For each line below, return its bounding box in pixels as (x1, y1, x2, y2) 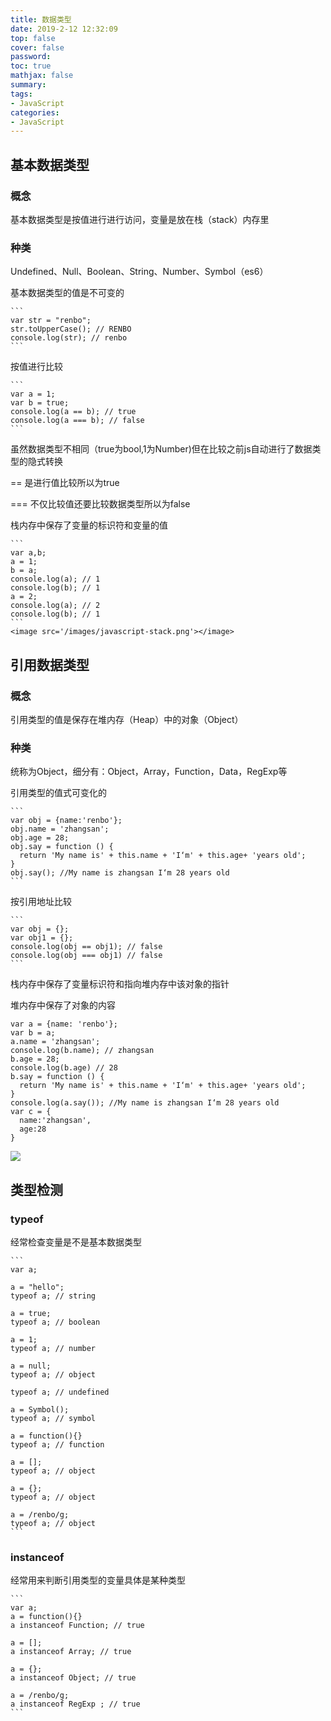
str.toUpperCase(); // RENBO (10, 324, 132, 335)
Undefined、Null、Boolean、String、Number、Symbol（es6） (10, 266, 269, 278)
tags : (10, 89, 33, 99)
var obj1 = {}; (10, 933, 74, 943)
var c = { (10, 1107, 52, 1117)
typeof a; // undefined (10, 1387, 110, 1397)
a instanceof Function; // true (10, 1621, 145, 1631)
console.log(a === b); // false (10, 416, 145, 426)
